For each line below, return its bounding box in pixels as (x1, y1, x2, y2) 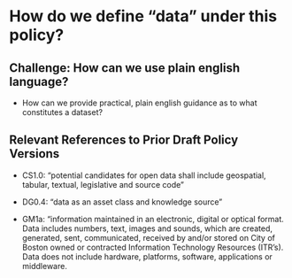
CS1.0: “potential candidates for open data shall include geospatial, (21, 170, 267, 181)
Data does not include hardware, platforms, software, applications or (21, 251, 273, 262)
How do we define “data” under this (9, 6, 278, 27)
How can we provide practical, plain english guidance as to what (21, 97, 257, 108)
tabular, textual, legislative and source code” (21, 179, 184, 189)
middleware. (21, 260, 68, 271)
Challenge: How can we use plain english (9, 60, 241, 75)
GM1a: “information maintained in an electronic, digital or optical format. (21, 213, 285, 224)
